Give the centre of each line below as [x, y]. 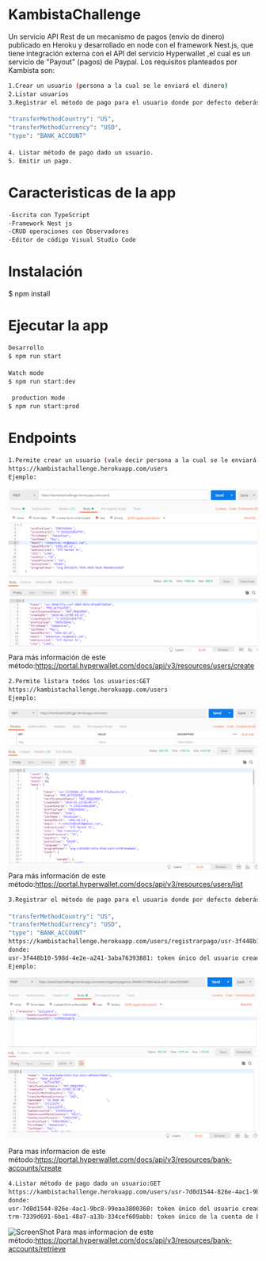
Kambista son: [32, 70]
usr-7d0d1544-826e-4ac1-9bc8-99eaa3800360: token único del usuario [123, 1209]
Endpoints [42, 438]
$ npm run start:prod [44, 407]
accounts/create [35, 1167]
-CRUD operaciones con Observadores [68, 231]
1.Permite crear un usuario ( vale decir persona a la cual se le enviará [133, 460]
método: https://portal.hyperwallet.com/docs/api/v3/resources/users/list [125, 884]
